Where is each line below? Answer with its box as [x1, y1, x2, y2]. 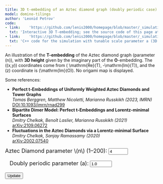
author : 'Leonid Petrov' [5, 16, 55, 21]
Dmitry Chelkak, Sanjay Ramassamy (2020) [12, 133, 100, 138]
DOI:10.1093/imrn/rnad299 [12, 101, 65, 107]
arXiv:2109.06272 [12, 122, 48, 128]
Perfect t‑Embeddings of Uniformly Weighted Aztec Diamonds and [12, 86, 149, 92]
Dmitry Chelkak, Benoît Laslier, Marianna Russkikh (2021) [12, 117, 128, 123]
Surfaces [12, 112, 32, 118]
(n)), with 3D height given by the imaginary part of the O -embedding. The [5, 57, 153, 63]
